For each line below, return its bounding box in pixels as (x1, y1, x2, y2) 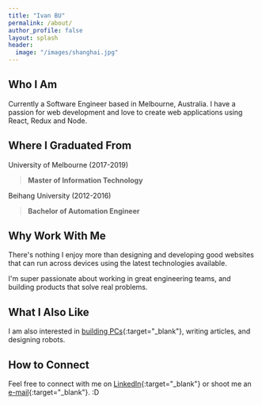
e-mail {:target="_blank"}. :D (8, 388, 100, 397)
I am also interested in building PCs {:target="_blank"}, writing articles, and (8, 326, 251, 336)
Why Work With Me (8, 229, 107, 243)
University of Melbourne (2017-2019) (8, 160, 129, 169)
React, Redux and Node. (8, 116, 88, 125)
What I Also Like (8, 305, 89, 318)
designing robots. (8, 335, 66, 345)
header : (8, 41, 34, 49)
